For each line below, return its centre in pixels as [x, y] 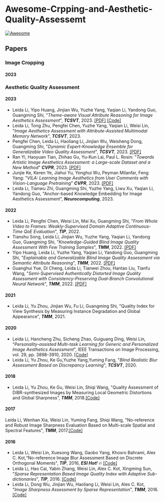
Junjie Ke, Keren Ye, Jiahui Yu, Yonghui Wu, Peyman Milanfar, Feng [80, 172]
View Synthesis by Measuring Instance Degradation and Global [76, 311]
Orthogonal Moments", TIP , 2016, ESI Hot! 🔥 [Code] [65, 463]
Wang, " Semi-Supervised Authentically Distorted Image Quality [77, 273]
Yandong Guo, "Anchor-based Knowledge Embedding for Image [77, 194]
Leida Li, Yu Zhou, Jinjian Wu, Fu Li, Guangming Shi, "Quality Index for [83, 306]
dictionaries [24, 479]
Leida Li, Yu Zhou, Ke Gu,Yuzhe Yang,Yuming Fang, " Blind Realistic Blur [85, 360]
